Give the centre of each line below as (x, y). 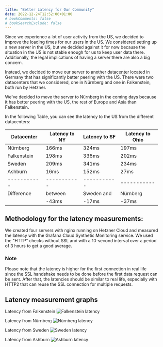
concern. (14, 63)
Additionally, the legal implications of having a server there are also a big (78, 58)
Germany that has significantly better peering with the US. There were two (79, 77)
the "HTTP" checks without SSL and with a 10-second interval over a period (81, 241)
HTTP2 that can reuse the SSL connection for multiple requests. (69, 284)
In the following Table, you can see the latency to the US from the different (79, 116)
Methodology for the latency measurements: (74, 219)
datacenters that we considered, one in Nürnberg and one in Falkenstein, (78, 83)
